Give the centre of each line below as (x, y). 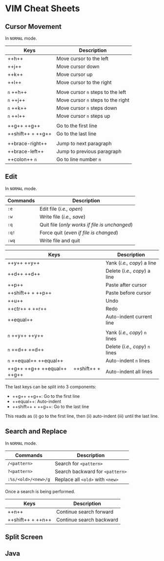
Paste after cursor (126, 285)
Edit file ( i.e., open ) (61, 209)
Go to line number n (79, 159)
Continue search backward (87, 519)
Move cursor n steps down (87, 108)
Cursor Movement (33, 27)
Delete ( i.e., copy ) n (128, 346)
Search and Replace (36, 431)
